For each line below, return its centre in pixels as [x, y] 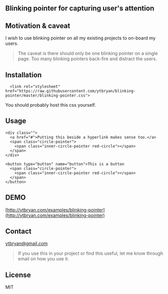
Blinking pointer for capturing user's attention [80, 8]
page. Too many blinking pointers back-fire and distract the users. [87, 59]
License [18, 275]
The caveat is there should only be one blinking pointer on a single [88, 54]
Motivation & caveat [38, 26]
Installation [23, 75]
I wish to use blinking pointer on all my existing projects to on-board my [80, 38]
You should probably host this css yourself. [51, 105]
